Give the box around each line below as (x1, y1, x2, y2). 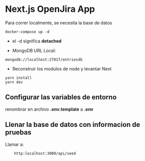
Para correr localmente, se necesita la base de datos (5, 20, 112, 26)
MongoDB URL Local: (12, 47, 56, 53)
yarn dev (5, 80, 23, 84)
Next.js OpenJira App (5, 3, 95, 15)
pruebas (5, 128, 32, 137)
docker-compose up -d (5, 29, 50, 34)
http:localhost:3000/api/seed (14, 151, 76, 156)
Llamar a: (5, 141, 24, 147)
